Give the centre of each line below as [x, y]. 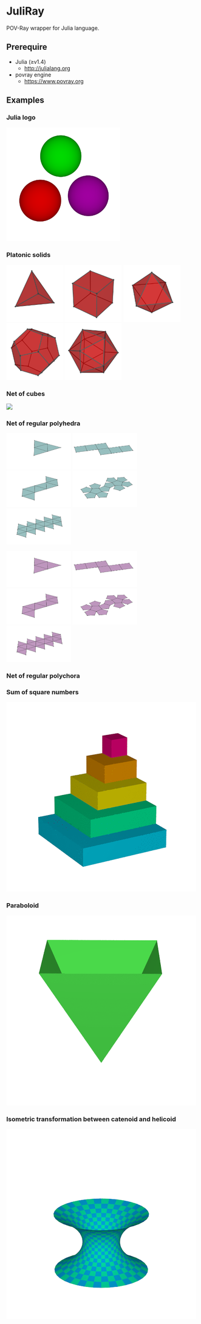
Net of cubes [26, 394]
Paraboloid [23, 906]
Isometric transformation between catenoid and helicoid [91, 1119]
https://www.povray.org [54, 81]
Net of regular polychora [43, 676]
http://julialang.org [47, 68]
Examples [25, 101]
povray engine [33, 75]
